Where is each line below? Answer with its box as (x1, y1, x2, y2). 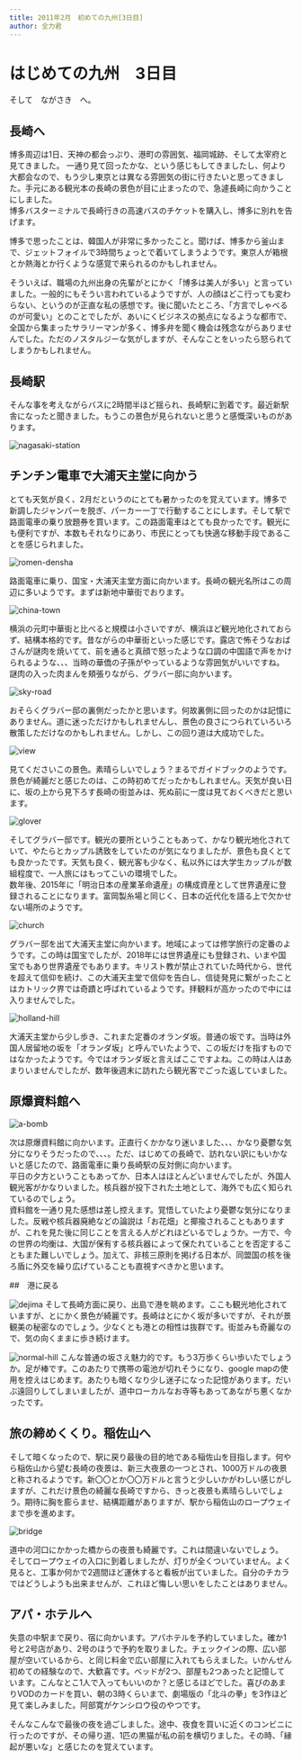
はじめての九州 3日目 (9, 63, 178, 84)
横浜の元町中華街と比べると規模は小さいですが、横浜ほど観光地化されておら (9, 623, 292, 634)
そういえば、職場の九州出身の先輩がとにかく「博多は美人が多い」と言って (9, 277, 285, 288)
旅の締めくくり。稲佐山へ (9, 1426, 151, 1441)
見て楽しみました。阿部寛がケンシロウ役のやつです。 (9, 1700, 206, 1710)
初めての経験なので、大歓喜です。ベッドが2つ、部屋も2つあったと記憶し (9, 1666, 278, 1677)
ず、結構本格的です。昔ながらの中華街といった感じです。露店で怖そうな (9, 634, 276, 645)
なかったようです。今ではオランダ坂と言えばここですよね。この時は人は (16, 1053, 285, 1064)
